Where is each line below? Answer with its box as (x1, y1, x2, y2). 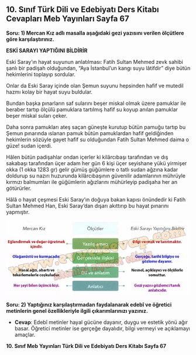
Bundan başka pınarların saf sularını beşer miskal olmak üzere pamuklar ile (6, 100, 186, 107)
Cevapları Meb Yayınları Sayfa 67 (6, 14, 130, 24)
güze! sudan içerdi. (6, 142, 53, 149)
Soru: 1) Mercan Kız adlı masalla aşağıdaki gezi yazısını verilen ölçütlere (6, 29, 184, 36)
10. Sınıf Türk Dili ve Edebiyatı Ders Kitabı (6, 5, 159, 15)
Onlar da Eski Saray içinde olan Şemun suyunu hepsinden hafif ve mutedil (6, 82, 184, 89)
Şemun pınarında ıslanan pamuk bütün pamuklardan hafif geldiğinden (6, 129, 174, 136)
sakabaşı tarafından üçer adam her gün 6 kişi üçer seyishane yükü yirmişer (6, 159, 187, 166)
